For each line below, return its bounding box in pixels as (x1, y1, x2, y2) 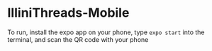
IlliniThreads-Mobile (7, 5, 130, 21)
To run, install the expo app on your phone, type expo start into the (7, 28, 205, 36)
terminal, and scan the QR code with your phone (7, 35, 149, 43)
